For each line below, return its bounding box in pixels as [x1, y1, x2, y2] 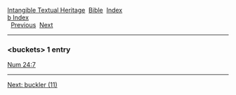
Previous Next [10, 21, 53, 29]
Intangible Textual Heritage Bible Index [7, 6, 123, 14]
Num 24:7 [7, 61, 37, 69]
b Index [7, 13, 29, 22]
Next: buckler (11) [7, 80, 58, 89]
